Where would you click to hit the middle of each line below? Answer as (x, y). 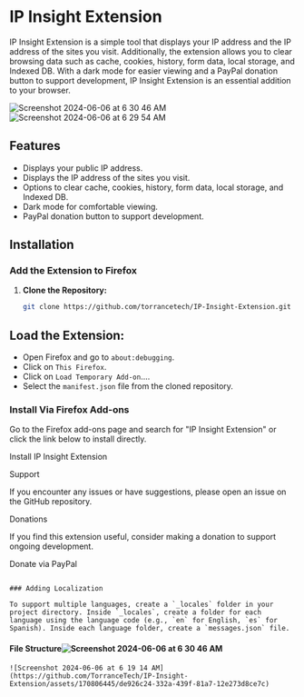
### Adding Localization (56, 589)
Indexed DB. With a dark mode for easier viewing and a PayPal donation (144, 71)
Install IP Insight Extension (59, 457)
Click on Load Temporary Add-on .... (86, 377)
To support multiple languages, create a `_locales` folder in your (142, 605)
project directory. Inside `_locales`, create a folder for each (135, 612)
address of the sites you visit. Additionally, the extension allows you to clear (151, 51)
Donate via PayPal (43, 564)
